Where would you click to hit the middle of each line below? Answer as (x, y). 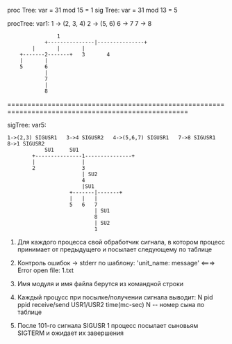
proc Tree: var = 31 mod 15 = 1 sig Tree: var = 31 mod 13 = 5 (92, 10)
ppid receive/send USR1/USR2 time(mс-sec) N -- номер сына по (111, 305)
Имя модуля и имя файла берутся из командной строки (100, 284)
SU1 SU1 (61, 150)
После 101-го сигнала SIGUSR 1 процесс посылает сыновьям (108, 326)
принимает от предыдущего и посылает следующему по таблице (115, 249)
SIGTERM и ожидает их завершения (70, 333)
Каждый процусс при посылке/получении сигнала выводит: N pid (115, 297)
